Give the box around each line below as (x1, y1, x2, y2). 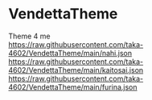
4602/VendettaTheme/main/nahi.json (8, 48, 133, 58)
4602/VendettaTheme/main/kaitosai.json (8, 65, 144, 74)
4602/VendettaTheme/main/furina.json (8, 82, 138, 92)
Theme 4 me (8, 31, 51, 41)
